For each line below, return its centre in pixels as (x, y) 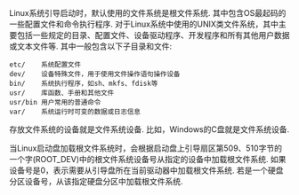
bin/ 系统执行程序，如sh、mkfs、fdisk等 (84, 83)
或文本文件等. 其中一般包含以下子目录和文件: (91, 46)
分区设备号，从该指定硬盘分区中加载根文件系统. (97, 181)
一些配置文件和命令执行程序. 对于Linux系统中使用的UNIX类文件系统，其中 (144, 24)
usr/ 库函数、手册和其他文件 (62, 93)
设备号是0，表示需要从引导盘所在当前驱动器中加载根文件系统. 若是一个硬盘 (146, 170)
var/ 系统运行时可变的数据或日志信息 (75, 112)
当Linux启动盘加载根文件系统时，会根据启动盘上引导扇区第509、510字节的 (146, 148)
